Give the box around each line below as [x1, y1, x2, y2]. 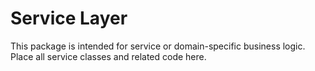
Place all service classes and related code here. [10, 50, 207, 62]
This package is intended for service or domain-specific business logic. [10, 40, 306, 52]
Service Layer [10, 7, 128, 30]
